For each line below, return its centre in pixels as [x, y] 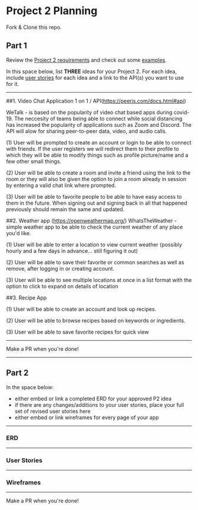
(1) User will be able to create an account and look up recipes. [81, 309]
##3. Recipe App [27, 297]
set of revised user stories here [52, 411]
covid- [181, 112]
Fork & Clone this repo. [34, 27]
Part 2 [17, 373]
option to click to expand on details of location [62, 286]
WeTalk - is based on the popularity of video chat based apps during [89, 112]
